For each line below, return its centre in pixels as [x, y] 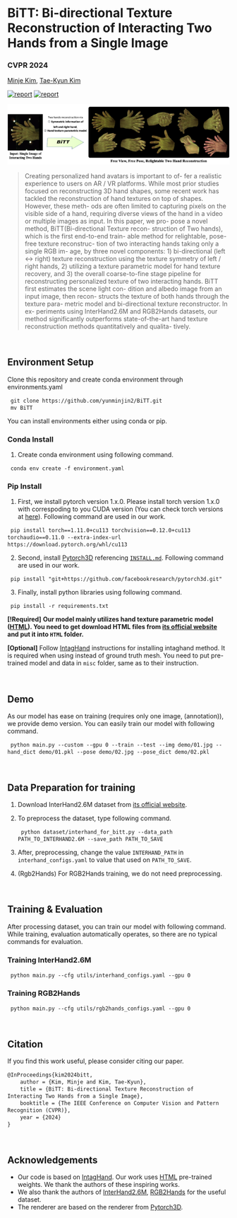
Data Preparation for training [72, 787]
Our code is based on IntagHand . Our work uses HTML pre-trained [115, 1177]
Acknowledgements [53, 1160]
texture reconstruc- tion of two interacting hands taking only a [129, 243]
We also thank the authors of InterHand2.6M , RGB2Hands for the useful [122, 1192]
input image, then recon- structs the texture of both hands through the [127, 296]
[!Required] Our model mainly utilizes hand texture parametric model [110, 619]
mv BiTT [22, 408]
